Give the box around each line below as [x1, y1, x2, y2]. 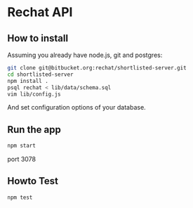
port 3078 [7, 155, 36, 164]
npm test [7, 194, 33, 201]
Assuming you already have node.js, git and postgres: [7, 51, 163, 59]
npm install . [7, 77, 49, 84]
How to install [7, 32, 69, 44]
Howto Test [7, 175, 58, 187]
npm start [7, 142, 36, 150]
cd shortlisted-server [7, 71, 74, 78]
